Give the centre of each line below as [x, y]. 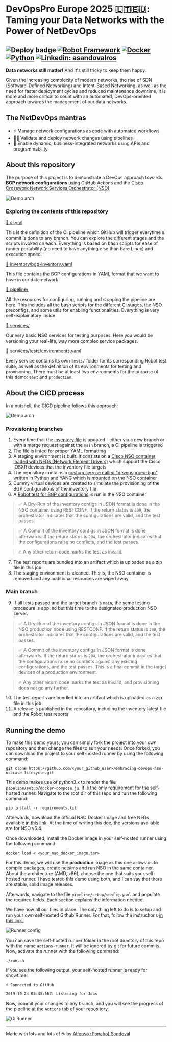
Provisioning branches [34, 429]
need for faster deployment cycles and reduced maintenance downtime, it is [86, 91]
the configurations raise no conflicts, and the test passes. [79, 542]
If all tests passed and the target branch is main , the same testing [81, 603]
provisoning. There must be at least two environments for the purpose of [82, 371]
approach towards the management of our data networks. [67, 102]
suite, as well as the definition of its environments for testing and [74, 366]
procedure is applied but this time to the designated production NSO [85, 608]
